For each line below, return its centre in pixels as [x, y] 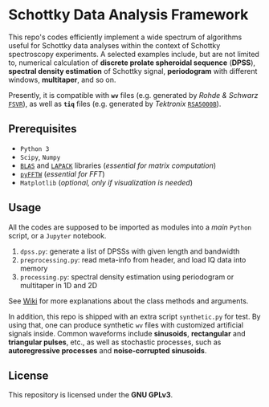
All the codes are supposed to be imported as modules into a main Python [130, 227]
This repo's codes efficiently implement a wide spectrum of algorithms [125, 37]
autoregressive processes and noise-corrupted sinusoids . [108, 350]
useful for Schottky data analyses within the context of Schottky [114, 45]
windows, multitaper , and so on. [62, 79]
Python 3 [35, 149]
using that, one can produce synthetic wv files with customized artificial [126, 325]
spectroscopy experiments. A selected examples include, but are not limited [134, 54]
